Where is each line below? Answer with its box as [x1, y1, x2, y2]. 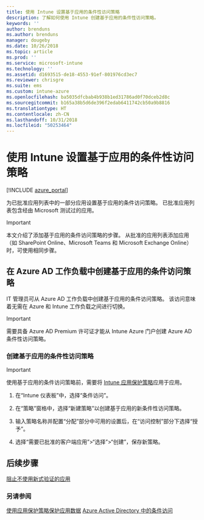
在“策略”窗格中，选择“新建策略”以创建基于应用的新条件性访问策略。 [15, 405, 185, 412]
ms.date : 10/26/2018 [6, 43, 59, 49]
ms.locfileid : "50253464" [6, 123, 72, 129]
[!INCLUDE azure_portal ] [6, 187, 68, 194]
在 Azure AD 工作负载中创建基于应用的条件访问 [6, 266, 184, 276]
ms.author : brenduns [6, 32, 59, 38]
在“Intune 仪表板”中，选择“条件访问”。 [15, 392, 111, 399]
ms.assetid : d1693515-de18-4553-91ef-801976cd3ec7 [6, 71, 138, 78]
